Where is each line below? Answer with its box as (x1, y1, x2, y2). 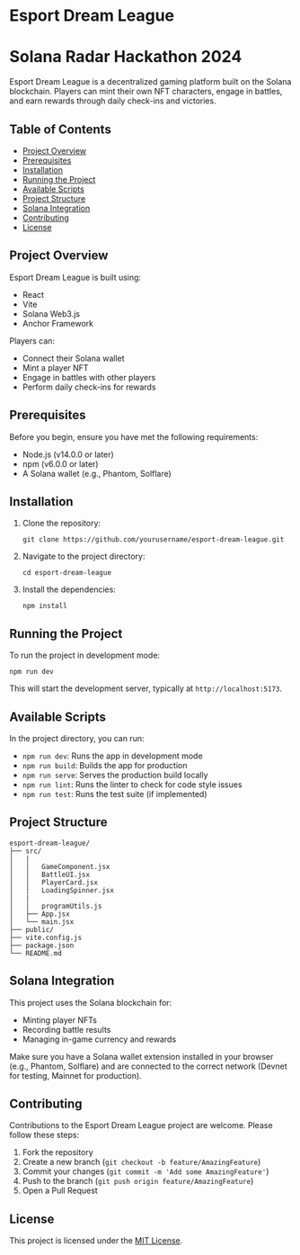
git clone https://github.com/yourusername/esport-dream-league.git (22, 535, 285, 544)
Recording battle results (22, 1024, 111, 1035)
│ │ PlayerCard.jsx (9, 878, 99, 887)
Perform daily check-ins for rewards (22, 381, 156, 392)
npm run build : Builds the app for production (22, 760, 188, 770)
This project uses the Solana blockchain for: (9, 997, 172, 1008)
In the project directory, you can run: (9, 733, 145, 743)
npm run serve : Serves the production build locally (22, 770, 208, 780)
